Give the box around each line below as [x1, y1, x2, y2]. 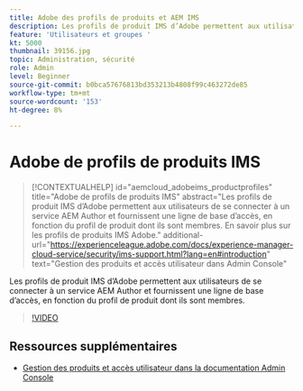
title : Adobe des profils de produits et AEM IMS [9, 13, 200, 23]
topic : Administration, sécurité [9, 55, 135, 64]
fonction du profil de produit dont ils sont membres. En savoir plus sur [31, 220, 291, 231]
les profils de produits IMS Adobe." [31, 230, 161, 241]
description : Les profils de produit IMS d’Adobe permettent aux [9, 22, 260, 31]
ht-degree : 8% [9, 105, 63, 114]
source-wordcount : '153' [9, 96, 103, 106]
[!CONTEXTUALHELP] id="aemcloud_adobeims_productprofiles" [31, 182, 273, 193]
